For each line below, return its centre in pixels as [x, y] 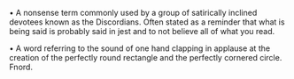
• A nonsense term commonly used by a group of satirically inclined [133, 13]
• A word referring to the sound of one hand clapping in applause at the [140, 48]
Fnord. [21, 67]
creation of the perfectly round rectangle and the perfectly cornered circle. [146, 57]
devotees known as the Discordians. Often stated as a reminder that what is [147, 22]
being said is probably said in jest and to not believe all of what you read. [142, 31]
